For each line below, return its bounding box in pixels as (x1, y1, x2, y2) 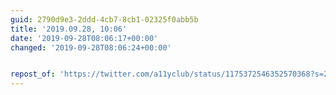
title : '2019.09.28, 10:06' (10, 24, 128, 34)
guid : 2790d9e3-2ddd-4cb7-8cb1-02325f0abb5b (10, 14, 199, 25)
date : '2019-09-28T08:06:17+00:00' (10, 33, 159, 43)
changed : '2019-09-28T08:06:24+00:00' (10, 42, 172, 53)
